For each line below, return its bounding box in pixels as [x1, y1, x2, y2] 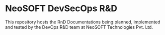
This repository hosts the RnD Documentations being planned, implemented [5, 19, 161, 25]
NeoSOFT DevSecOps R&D [5, 3, 118, 14]
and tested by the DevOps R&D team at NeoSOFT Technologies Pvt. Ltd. [5, 24, 153, 30]
